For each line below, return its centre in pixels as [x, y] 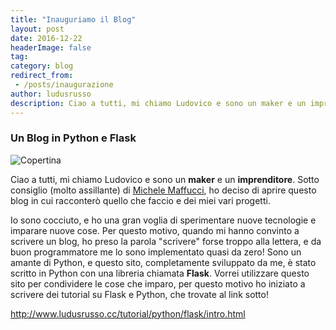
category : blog [42, 66]
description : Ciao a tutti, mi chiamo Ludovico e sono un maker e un [158, 103]
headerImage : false [51, 47]
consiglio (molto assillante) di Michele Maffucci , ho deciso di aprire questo [163, 190]
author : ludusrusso [51, 94]
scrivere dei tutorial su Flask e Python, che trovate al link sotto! [139, 294]
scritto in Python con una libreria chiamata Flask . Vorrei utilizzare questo [160, 273]
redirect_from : [42, 76]
